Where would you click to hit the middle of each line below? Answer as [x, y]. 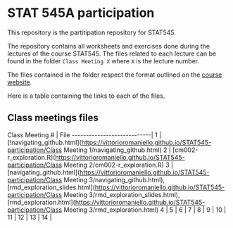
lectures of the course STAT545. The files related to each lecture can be [112, 53]
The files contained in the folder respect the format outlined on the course [115, 75]
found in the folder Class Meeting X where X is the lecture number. [103, 61]
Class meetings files [53, 118]
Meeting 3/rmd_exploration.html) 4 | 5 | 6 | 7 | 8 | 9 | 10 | [145, 210]
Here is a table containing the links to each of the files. [86, 96]
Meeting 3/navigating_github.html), [114, 179]
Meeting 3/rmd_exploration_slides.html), [121, 194]
